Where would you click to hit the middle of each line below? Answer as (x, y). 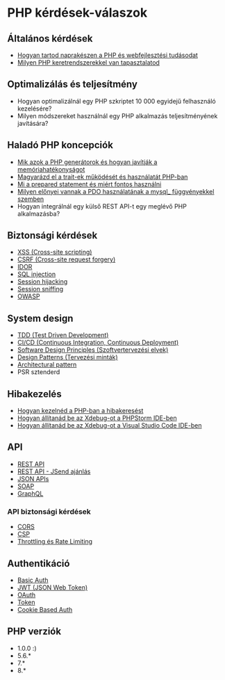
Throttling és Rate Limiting (55, 542)
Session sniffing (40, 289)
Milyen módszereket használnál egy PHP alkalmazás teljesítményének (117, 115)
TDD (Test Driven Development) (63, 335)
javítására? (33, 123)
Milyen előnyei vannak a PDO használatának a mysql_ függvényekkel (116, 191)
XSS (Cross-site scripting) (55, 252)
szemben (31, 199)
